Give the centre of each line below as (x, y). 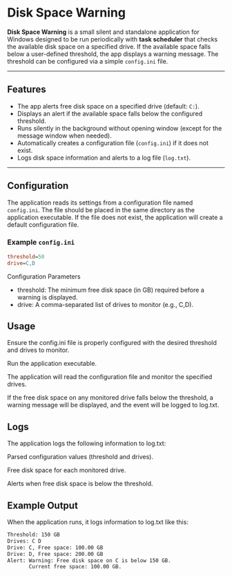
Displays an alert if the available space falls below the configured (109, 113)
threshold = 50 (26, 257)
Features (27, 90)
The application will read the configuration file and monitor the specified (110, 377)
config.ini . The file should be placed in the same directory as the (101, 210)
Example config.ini (41, 242)
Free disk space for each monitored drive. (67, 470)
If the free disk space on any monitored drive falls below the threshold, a (110, 398)
